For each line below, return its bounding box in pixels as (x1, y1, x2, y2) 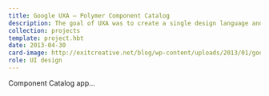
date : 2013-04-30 (8, 42, 66, 50)
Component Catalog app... (8, 78, 96, 88)
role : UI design (8, 57, 62, 65)
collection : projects (8, 26, 81, 34)
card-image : (8, 49, 48, 57)
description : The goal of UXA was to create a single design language (8, 19, 249, 27)
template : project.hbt (8, 34, 84, 42)
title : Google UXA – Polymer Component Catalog (8, 11, 171, 20)
